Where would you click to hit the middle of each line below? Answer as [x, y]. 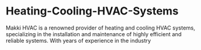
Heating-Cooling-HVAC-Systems [92, 11]
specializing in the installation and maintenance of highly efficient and [94, 34]
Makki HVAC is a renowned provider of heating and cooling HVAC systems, [100, 28]
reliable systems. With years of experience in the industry [78, 40]
